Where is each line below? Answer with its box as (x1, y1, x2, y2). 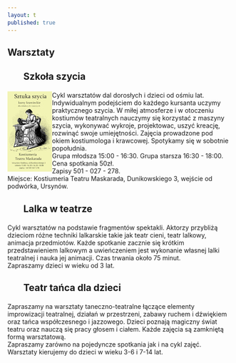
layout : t (7, 11, 37, 19)
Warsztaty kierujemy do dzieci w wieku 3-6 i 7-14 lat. (7, 348, 164, 357)
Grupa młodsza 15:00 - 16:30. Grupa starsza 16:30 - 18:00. (52, 152, 224, 160)
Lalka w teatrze (23, 203, 93, 215)
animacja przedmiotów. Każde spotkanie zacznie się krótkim (7, 238, 185, 247)
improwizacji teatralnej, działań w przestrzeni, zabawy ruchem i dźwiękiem (7, 310, 227, 319)
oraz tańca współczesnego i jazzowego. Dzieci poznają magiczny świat (7, 317, 217, 326)
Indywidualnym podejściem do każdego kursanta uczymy (52, 98, 221, 107)
